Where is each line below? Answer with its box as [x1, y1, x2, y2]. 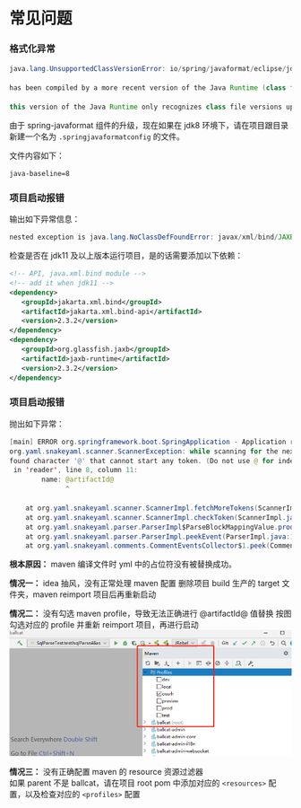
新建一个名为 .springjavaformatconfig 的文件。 [9, 131, 185, 142]
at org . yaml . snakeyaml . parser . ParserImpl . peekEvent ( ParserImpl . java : [25, 531, 291, 541]
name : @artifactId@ [41, 475, 115, 485]
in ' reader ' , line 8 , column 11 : [13, 466, 139, 475]
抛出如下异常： [9, 418, 64, 429]
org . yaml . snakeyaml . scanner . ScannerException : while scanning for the [9, 446, 279, 456]
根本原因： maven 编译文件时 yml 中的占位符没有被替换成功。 [9, 558, 237, 570]
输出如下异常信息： [9, 214, 81, 224]
